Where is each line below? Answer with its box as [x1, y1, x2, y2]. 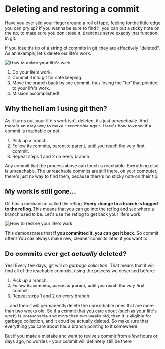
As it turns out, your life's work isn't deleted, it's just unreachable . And [5, 117, 148, 124]
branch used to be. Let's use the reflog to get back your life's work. [5, 211, 142, 217]
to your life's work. [12, 85, 50, 91]
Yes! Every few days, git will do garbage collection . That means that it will [5, 262, 155, 269]
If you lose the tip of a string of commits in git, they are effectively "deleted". [5, 45, 160, 51]
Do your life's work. [12, 69, 52, 75]
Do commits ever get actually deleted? [5, 250, 127, 258]
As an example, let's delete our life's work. [5, 50, 91, 56]
